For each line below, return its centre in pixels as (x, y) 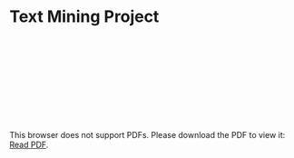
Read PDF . (29, 144)
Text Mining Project (84, 17)
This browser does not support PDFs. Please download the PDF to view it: (147, 134)
